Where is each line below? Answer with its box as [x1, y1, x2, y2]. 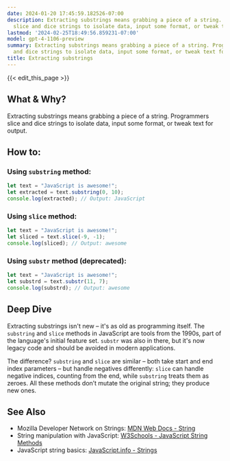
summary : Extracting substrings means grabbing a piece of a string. [7, 42, 210, 49]
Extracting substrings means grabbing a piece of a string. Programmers [7, 111, 209, 120]
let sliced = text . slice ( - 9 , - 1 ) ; [7, 234, 106, 240]
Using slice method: [7, 211, 77, 221]
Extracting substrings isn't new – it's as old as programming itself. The [7, 322, 205, 330]
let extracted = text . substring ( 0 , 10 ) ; [7, 189, 125, 196]
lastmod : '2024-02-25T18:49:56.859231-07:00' [7, 29, 139, 36]
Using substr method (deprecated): [7, 256, 127, 265]
